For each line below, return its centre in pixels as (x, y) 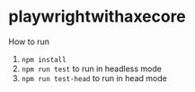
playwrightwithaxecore (97, 17)
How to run (29, 41)
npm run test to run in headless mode (92, 69)
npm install (44, 60)
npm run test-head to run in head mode (94, 78)
